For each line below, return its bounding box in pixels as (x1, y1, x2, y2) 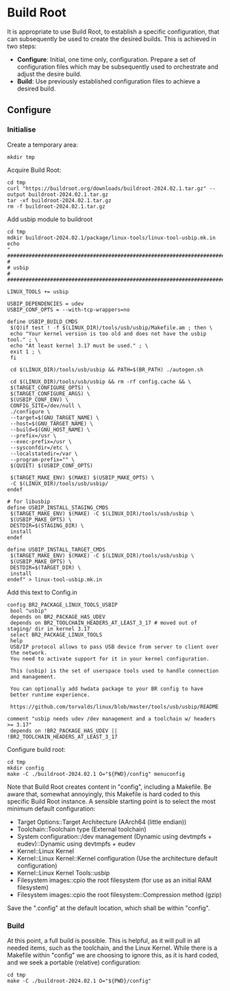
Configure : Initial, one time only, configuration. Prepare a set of (16, 55, 196, 63)
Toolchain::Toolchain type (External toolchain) (16, 824, 147, 833)
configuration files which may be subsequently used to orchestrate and (16, 62, 219, 71)
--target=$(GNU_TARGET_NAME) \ (10, 414, 99, 421)
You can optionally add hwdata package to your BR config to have (10, 685, 204, 692)
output (7, 191, 26, 198)
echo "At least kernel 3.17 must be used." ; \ (10, 342, 149, 349)
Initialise (7, 125, 36, 134)
